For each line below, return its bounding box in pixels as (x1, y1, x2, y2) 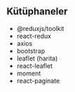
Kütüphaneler (6, 6, 68, 18)
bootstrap (16, 46, 46, 55)
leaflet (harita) (16, 54, 58, 63)
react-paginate (16, 77, 60, 85)
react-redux (16, 32, 52, 40)
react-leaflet (16, 61, 53, 70)
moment (16, 69, 41, 77)
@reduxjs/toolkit (16, 24, 64, 32)
